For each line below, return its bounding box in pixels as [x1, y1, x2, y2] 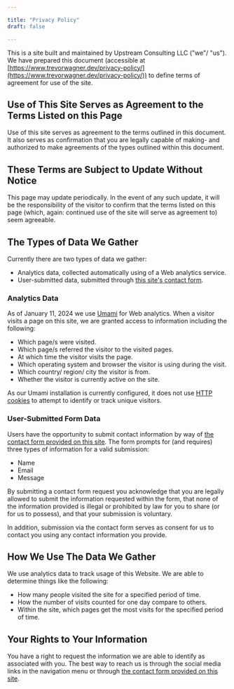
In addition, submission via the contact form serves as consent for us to [7, 523, 214, 532]
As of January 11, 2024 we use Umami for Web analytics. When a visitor [7, 309, 215, 318]
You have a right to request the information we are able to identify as [7, 652, 205, 661]
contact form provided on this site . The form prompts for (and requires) [7, 437, 213, 446]
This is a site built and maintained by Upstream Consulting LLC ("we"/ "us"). [7, 49, 227, 57]
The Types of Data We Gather [7, 236, 139, 248]
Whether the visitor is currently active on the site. [17, 375, 160, 384]
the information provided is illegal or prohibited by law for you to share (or [7, 502, 220, 510]
